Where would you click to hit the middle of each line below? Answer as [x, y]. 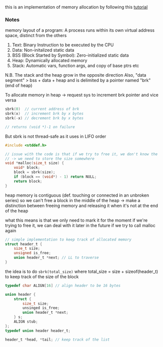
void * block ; [27, 168]
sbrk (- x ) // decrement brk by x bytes [44, 118]
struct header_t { [24, 244]
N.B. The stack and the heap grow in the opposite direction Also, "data [76, 75]
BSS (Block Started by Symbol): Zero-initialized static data [70, 55]
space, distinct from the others [36, 36]
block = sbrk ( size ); [35, 172]
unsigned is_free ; [32, 253]
